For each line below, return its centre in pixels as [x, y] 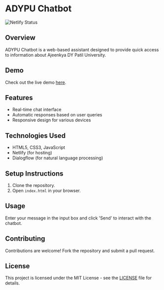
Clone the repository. [33, 185]
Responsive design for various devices [51, 120]
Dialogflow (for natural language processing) [58, 158]
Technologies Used [35, 135]
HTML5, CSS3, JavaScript [39, 147]
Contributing [25, 239]
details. [13, 283]
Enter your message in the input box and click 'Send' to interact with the [78, 218]
